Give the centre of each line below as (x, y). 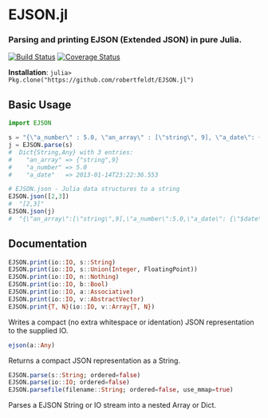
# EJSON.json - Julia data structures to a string (94, 189)
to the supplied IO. (38, 330)
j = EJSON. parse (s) (41, 145)
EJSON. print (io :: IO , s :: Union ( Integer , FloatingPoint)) (103, 269)
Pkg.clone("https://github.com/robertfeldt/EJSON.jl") (101, 80)
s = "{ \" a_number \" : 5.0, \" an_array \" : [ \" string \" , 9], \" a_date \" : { (135, 137)
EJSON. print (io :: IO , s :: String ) (62, 262)
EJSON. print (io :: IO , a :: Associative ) (71, 292)
